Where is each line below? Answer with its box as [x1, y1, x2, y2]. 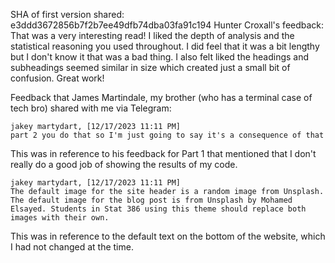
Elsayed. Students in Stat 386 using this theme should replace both [10, 204, 307, 214]
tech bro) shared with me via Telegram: [10, 102, 172, 114]
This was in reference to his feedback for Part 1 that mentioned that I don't [10, 148, 317, 159]
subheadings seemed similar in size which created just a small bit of [10, 62, 291, 73]
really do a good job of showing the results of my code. [10, 159, 238, 170]
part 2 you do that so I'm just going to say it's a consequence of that [10, 130, 325, 140]
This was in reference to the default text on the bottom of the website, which [10, 230, 326, 242]
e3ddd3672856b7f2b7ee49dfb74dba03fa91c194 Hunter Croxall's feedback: [10, 19, 325, 31]
